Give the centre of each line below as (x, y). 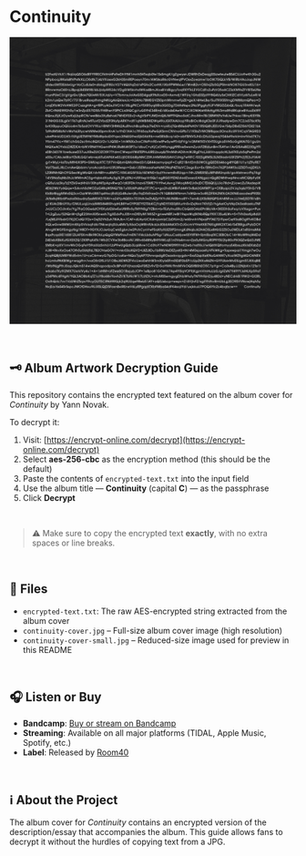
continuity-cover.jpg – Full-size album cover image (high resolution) (153, 630)
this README (47, 649)
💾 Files (29, 589)
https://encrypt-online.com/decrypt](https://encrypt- (146, 440)
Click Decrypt (49, 497)
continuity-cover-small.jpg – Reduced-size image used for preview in (156, 640)
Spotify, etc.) (46, 743)
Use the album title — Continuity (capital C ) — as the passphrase (146, 488)
